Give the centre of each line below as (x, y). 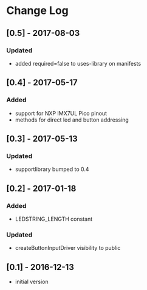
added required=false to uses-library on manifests (78, 63)
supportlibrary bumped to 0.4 (52, 169)
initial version (32, 282)
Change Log (37, 11)
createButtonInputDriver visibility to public (68, 248)
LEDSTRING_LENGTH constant (54, 219)
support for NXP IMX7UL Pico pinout (61, 113)
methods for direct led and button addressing (72, 120)
